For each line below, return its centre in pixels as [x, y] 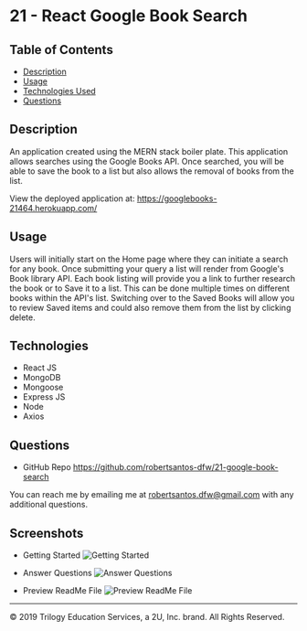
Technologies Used [59, 91]
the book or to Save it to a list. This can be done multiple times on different [150, 288]
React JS [40, 368]
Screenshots [47, 533]
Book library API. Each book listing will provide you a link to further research [153, 278]
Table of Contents [62, 50]
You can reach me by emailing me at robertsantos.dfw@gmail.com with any [152, 495]
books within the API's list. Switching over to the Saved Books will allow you [152, 297]
